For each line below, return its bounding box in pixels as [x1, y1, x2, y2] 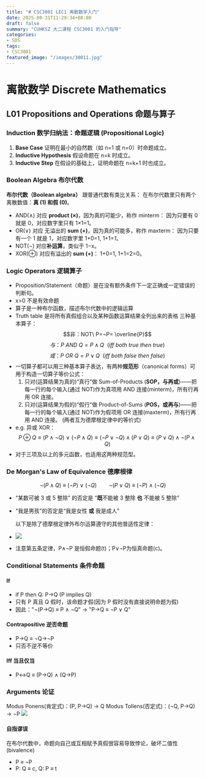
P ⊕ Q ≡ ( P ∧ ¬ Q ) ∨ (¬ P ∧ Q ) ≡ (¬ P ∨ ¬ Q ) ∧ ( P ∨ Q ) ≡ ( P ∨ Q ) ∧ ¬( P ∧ [18, 434, 195, 441]
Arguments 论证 [6, 687, 55, 696]
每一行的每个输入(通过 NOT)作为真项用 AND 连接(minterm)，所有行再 [24, 386, 199, 393]
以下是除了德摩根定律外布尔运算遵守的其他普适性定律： [15, 521, 155, 528]
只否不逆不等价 [15, 642, 53, 649]
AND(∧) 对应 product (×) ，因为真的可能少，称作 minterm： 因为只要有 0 [15, 212, 198, 219]
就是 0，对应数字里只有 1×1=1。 [15, 219, 95, 226]
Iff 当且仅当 [6, 657, 35, 664]
